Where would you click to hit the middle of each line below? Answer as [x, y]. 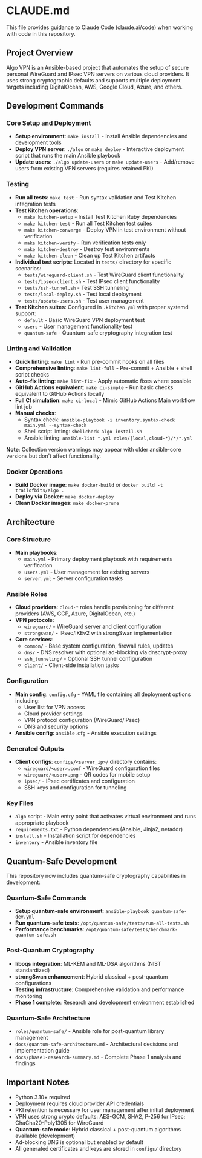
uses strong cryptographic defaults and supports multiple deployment [93, 80]
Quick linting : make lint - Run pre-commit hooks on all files [90, 362]
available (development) [45, 1136]
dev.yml [24, 917]
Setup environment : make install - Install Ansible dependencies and [101, 136]
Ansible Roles [27, 594]
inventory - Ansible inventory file [56, 842]
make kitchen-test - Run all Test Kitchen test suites [88, 223]
